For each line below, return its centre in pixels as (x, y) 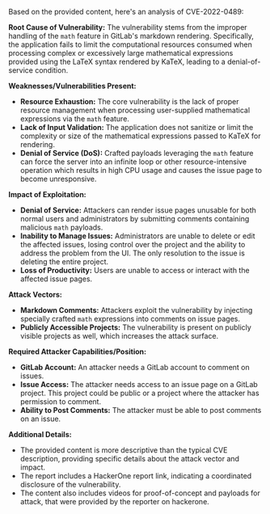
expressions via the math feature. (74, 119)
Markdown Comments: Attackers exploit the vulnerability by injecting (136, 310)
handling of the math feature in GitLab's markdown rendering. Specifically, (131, 36)
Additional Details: (40, 434)
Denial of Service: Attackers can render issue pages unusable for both (138, 210)
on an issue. (40, 419)
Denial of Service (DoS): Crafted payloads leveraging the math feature (137, 153)
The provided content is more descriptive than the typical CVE (124, 450)
